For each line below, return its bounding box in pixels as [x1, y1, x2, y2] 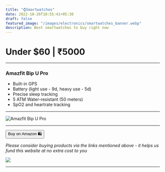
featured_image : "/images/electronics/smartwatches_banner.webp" [5, 21, 141, 26]
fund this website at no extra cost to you [5, 148, 87, 154]
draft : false [5, 16, 32, 21]
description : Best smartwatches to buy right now [5, 25, 109, 30]
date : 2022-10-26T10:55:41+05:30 [5, 12, 74, 17]
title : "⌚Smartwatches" [5, 7, 55, 12]
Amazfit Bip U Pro [5, 69, 48, 76]
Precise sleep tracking [12, 91, 58, 97]
